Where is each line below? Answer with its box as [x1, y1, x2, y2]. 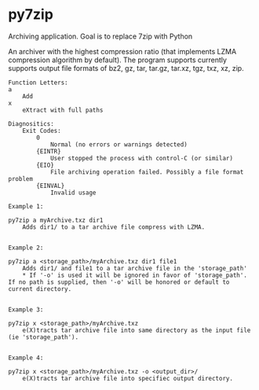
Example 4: [8, 354, 44, 362]
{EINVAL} [36, 182, 65, 189]
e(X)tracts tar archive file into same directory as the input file [22, 326, 251, 334]
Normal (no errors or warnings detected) [49, 140, 188, 149]
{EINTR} [36, 147, 61, 155]
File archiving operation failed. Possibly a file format [49, 167, 244, 176]
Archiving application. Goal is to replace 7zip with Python [8, 31, 193, 41]
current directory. [8, 285, 72, 292]
